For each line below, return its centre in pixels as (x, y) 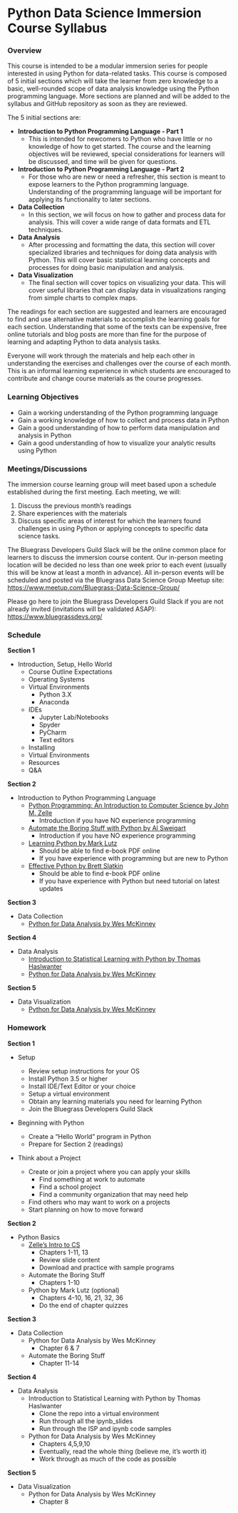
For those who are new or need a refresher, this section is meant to (127, 177)
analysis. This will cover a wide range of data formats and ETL (120, 222)
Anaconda (54, 702)
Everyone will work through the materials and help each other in (101, 356)
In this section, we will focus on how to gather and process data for (127, 214)
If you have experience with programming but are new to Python (133, 858)
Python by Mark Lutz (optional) (74, 1290)
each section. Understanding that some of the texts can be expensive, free (117, 327)
